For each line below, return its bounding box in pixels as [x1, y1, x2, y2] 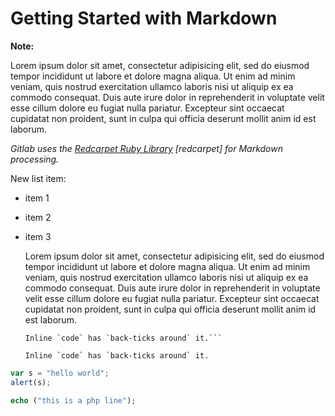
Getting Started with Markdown [10, 7, 278, 30]
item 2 [24, 211, 52, 223]
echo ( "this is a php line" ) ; [10, 395, 137, 406]
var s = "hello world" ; [10, 368, 110, 378]
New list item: [10, 172, 67, 184]
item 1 [24, 192, 50, 204]
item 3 [24, 230, 52, 242]
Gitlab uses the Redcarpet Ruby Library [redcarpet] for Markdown [10, 142, 283, 154]
